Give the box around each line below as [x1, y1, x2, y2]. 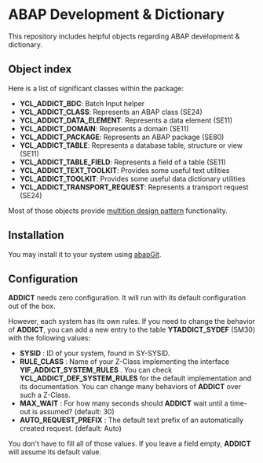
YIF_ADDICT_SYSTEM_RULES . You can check [19, 366, 173, 375]
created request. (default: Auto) [19, 424, 122, 433]
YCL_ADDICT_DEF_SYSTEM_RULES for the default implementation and [19, 373, 252, 383]
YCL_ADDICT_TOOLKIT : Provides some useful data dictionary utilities [19, 174, 246, 183]
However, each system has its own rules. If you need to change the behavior [8, 317, 256, 326]
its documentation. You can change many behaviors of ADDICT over [19, 382, 242, 391]
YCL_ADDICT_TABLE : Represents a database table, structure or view [19, 140, 243, 150]
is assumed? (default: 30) [31, 407, 115, 417]
